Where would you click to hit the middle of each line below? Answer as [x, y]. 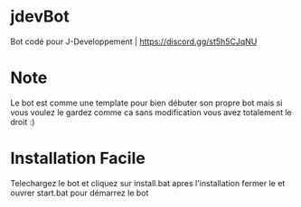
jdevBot [40, 17]
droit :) [23, 121]
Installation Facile [78, 158]
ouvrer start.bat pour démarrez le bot [80, 193]
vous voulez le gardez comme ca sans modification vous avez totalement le [151, 112]
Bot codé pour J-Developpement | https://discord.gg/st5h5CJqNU [134, 41]
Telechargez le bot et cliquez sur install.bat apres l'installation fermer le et [148, 183]
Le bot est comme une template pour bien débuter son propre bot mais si [146, 103]
